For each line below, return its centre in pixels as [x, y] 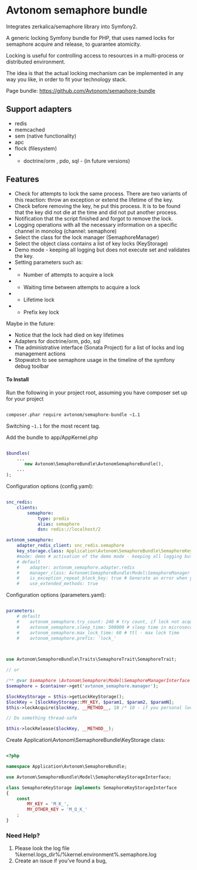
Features [23, 179]
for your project [25, 399]
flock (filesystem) [36, 148]
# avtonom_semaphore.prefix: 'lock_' [67, 638]
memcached [30, 129]
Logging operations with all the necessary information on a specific [96, 224]
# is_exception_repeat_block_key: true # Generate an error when [102, 578]
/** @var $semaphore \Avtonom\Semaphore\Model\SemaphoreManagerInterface [98, 681]
